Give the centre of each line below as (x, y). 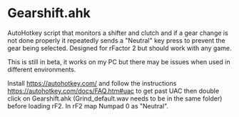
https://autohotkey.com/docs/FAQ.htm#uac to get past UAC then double (113, 91)
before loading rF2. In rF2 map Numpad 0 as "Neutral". (88, 106)
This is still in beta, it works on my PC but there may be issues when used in (119, 61)
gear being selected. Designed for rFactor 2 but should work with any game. (119, 48)
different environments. (42, 69)
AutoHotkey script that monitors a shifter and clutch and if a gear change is (118, 33)
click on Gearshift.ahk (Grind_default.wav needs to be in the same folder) (115, 98)
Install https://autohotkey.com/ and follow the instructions (92, 83)
